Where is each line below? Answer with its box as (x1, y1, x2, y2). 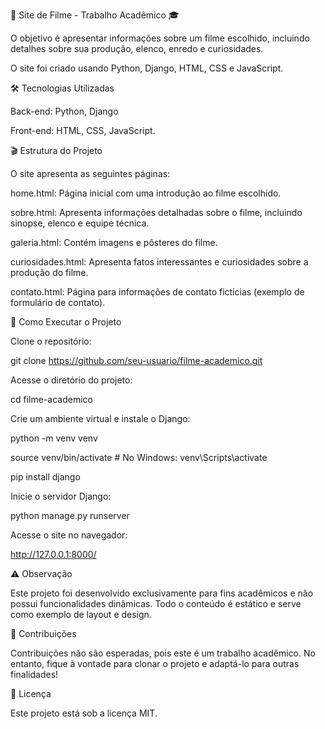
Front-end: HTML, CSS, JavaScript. (10, 125, 156, 136)
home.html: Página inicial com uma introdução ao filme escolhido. (10, 187, 282, 199)
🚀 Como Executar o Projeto (10, 316, 122, 328)
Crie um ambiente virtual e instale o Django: (10, 413, 191, 424)
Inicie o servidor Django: (10, 490, 112, 502)
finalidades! (10, 669, 59, 680)
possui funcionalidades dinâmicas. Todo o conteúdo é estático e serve (10, 598, 302, 609)
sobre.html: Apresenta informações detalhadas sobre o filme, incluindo (10, 207, 303, 218)
